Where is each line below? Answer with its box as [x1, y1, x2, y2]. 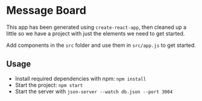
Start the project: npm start [14, 81, 83, 88]
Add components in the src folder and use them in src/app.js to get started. [6, 41, 196, 49]
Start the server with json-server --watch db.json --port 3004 [14, 88, 173, 95]
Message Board [6, 4, 86, 17]
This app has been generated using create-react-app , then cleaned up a [6, 23, 187, 31]
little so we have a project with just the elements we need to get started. [6, 29, 185, 37]
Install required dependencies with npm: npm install [14, 75, 147, 82]
